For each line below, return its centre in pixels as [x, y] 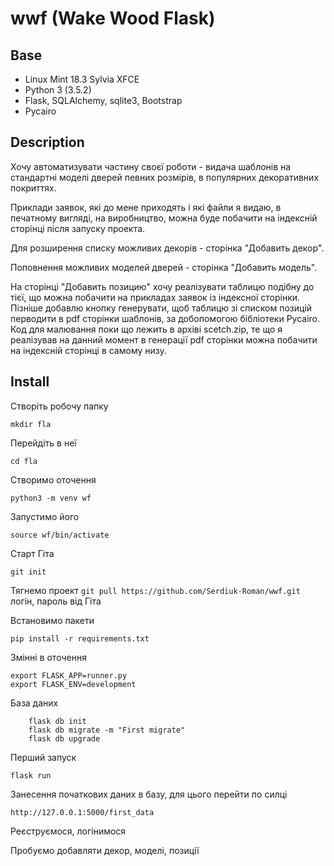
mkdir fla [31, 424]
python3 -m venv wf [51, 498]
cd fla [24, 461]
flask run [31, 775]
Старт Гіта [32, 553]
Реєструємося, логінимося [68, 831]
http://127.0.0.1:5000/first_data [82, 812]
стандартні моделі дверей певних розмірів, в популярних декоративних [165, 177]
